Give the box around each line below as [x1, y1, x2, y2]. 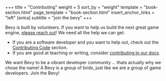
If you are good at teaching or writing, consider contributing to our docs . [12, 50, 160, 56]
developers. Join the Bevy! [5, 70, 60, 76]
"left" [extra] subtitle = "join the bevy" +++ [5, 15, 93, 20]
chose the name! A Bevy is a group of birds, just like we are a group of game [5, 65, 161, 71]
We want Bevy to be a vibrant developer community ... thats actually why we [5, 60, 161, 65]
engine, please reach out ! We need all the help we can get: [5, 30, 125, 35]
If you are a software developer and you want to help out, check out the [12, 39, 159, 45]
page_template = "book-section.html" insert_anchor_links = [33, 9, 155, 15]
